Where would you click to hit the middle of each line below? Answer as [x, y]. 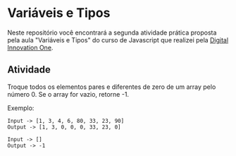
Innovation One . [30, 47]
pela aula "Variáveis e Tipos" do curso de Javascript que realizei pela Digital [118, 40]
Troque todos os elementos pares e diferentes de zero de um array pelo [112, 87]
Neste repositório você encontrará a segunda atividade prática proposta [112, 32]
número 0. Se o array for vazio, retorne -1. [68, 94]
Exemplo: [21, 108]
